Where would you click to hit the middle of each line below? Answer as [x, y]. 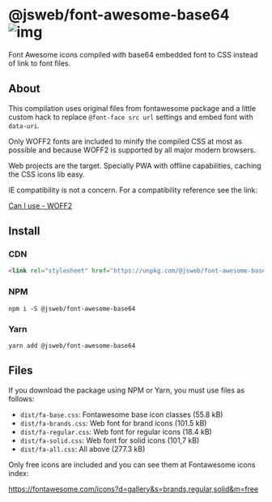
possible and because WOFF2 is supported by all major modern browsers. [132, 150]
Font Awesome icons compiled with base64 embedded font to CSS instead [133, 54]
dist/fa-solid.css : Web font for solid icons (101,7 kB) [110, 440]
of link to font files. [40, 63]
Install [24, 232]
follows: [21, 398]
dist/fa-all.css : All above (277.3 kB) [83, 448]
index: [19, 473]
